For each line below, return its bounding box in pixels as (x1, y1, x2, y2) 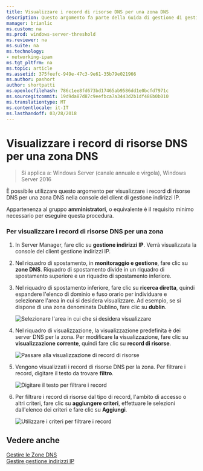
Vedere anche (6, 435, 60, 446)
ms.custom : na (6, 25, 42, 32)
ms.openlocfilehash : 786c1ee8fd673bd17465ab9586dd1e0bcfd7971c (6, 88, 169, 94)
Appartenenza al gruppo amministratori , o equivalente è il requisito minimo (6, 205, 195, 213)
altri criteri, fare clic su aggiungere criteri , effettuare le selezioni (14, 399, 175, 407)
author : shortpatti (6, 82, 56, 89)
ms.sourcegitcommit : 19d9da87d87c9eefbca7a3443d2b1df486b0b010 (6, 93, 169, 99)
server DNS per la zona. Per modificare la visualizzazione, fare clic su (14, 333, 188, 340)
